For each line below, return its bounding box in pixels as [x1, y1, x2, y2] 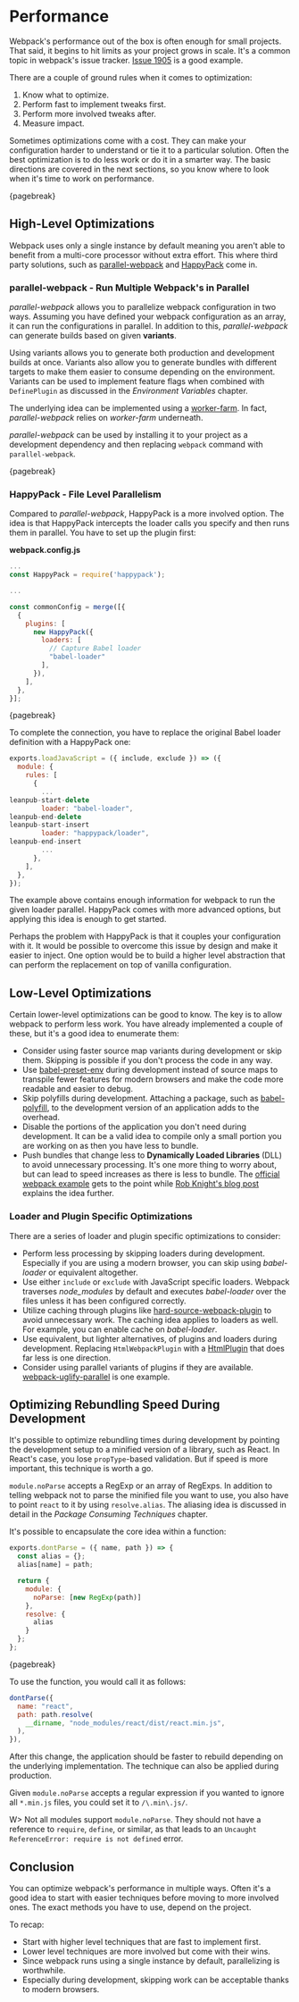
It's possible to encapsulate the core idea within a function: [9, 1526, 227, 1537]
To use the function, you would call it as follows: [9, 1676, 187, 1687]
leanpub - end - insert [9, 837, 82, 846]
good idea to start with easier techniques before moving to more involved [9, 1892, 279, 1903]
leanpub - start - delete [9, 795, 90, 805]
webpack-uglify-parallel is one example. [21, 1371, 170, 1382]
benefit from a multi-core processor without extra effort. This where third [9, 249, 278, 260]
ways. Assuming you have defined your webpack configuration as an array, [9, 311, 287, 322]
